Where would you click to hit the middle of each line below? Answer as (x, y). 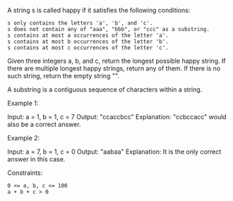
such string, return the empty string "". (64, 76)
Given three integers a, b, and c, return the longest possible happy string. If (116, 61)
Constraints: (25, 173)
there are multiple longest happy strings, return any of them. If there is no (114, 68)
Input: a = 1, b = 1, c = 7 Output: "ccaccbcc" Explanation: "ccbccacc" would (117, 117)
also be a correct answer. (44, 124)
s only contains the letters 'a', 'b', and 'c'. (80, 23)
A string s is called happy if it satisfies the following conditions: (99, 10)
